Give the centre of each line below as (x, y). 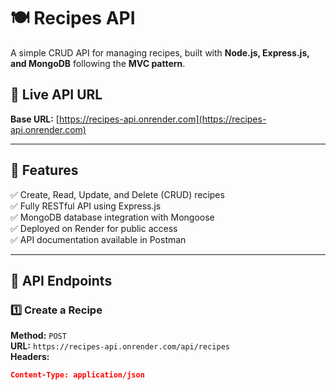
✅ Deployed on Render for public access (94, 228)
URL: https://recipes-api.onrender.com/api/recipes (120, 346)
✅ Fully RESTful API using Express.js (86, 206)
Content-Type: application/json (77, 375)
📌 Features (44, 170)
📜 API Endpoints (61, 280)
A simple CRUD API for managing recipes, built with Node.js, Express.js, (160, 52)
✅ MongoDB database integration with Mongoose (112, 217)
